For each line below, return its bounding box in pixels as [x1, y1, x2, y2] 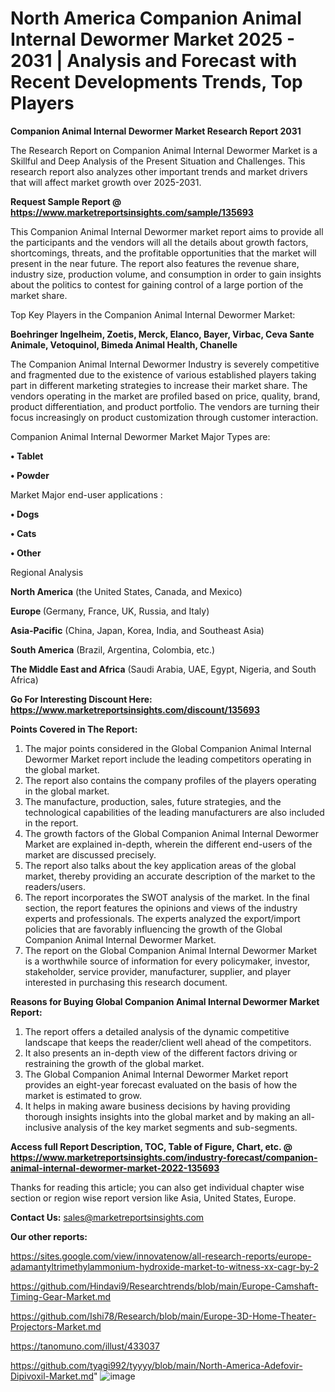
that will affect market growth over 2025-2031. [10, 176, 202, 188]
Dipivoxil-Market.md [10, 1370, 94, 1382]
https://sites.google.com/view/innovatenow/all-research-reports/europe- [10, 1250, 312, 1262]
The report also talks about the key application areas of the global [24, 859, 297, 871]
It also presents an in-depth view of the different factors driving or [24, 1047, 298, 1059]
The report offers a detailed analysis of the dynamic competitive [24, 1025, 290, 1037]
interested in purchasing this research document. [24, 976, 228, 988]
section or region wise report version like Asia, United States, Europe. [10, 1192, 297, 1204]
